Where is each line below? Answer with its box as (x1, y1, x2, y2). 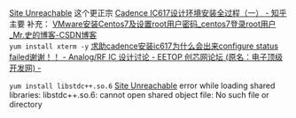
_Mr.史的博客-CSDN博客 (9, 30, 97, 40)
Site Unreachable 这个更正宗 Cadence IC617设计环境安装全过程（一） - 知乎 (9, 8, 287, 18)
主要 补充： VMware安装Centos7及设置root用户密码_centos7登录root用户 (9, 18, 277, 29)
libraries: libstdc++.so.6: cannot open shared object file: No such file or (9, 90, 269, 100)
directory (9, 100, 43, 109)
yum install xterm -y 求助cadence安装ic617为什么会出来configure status (9, 41, 279, 51)
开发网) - (9, 63, 42, 73)
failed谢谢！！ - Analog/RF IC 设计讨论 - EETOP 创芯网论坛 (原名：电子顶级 (9, 52, 284, 62)
